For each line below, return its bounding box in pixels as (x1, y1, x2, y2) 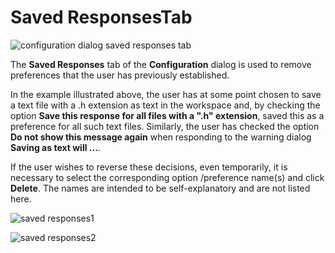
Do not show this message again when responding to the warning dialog (10, 131, 312, 143)
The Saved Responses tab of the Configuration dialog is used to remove (10, 58, 312, 70)
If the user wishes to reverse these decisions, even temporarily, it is (10, 161, 288, 173)
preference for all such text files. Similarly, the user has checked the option (10, 120, 320, 132)
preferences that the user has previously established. (10, 69, 230, 81)
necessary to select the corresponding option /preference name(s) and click (10, 171, 325, 183)
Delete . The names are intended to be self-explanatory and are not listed (10, 182, 311, 194)
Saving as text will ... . (10, 141, 101, 153)
